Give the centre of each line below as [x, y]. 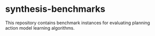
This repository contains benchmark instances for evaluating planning [77, 23]
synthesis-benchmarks [55, 9]
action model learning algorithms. [40, 28]
